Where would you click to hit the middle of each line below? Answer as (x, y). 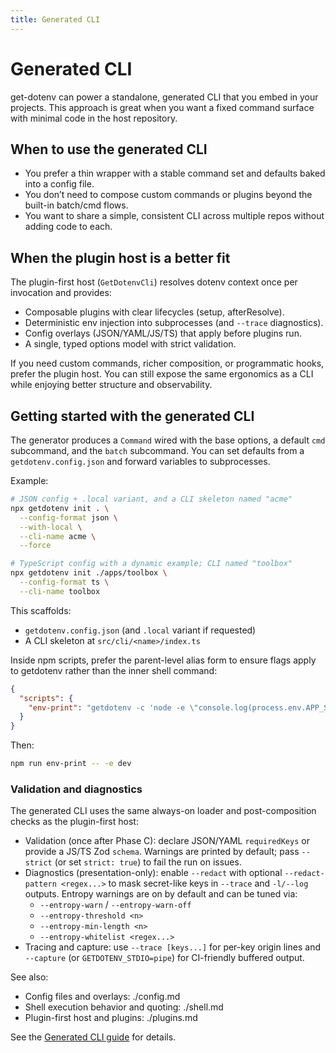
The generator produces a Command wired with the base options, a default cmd (168, 440)
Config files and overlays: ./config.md (102, 997)
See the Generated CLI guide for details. (93, 1037)
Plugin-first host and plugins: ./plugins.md (111, 1018)
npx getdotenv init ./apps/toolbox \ (89, 573)
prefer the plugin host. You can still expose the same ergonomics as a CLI (162, 374)
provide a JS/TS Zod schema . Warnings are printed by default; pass (162, 852)
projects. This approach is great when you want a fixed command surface (162, 107)
